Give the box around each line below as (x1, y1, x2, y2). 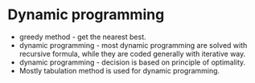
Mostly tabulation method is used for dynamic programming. (19, 65, 220, 75)
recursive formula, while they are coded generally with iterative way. (19, 49, 246, 58)
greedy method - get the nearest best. (19, 32, 146, 41)
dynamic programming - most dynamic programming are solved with (19, 40, 248, 49)
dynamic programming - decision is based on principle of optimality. (19, 57, 246, 67)
